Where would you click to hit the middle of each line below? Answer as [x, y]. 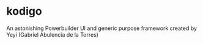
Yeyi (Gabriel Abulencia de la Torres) [53, 34]
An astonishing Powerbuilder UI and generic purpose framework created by [102, 28]
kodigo [24, 11]
